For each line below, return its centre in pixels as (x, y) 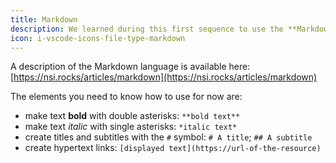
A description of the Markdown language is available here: (130, 67)
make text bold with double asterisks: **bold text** (132, 116)
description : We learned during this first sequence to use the (147, 29)
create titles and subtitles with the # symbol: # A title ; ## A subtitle (168, 137)
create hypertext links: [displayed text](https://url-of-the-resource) (173, 148)
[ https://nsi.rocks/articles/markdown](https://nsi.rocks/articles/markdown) (164, 77)
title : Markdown (44, 19)
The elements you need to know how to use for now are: (126, 97)
